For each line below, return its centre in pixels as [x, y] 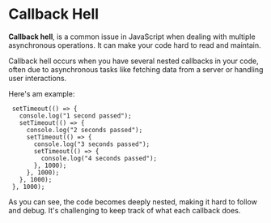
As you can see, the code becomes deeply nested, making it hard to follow [133, 202]
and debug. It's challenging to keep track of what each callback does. [125, 210]
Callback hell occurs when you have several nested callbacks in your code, [133, 61]
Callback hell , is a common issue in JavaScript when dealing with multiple [132, 36]
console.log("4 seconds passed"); [99, 158]
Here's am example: [42, 93]
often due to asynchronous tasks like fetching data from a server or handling [136, 69]
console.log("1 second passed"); [75, 116]
